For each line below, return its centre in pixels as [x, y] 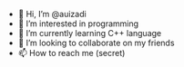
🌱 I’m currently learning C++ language [90, 33]
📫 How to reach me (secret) [72, 53]
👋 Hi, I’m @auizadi [52, 14]
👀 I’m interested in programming [78, 24]
